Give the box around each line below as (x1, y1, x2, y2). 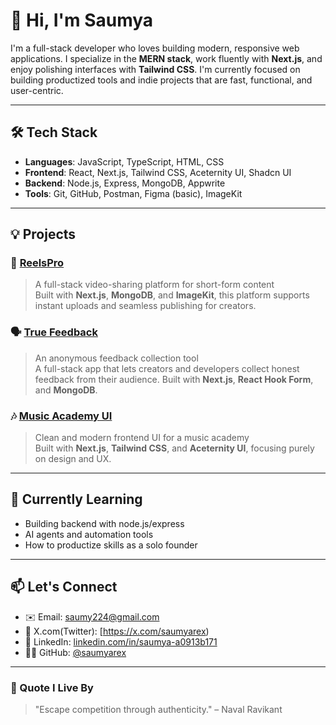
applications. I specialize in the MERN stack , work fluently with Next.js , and (10, 52, 323, 64)
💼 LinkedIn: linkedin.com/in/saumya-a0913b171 (24, 635, 218, 648)
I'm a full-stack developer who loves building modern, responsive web (10, 42, 300, 54)
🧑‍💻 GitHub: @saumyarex (24, 646, 127, 658)
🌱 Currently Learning (10, 491, 143, 508)
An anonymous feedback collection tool (34, 352, 199, 364)
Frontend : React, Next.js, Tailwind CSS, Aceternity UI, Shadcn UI (24, 166, 292, 178)
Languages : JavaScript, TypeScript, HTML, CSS (24, 155, 225, 168)
